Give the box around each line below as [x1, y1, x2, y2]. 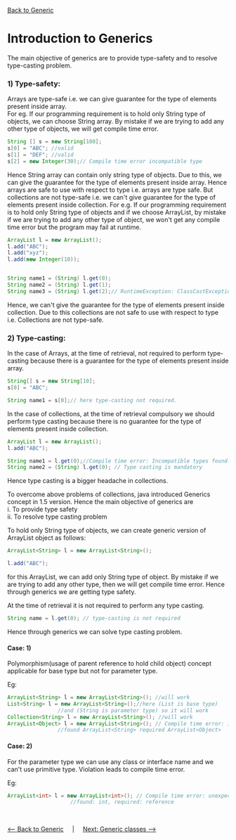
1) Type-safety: [7, 79, 61, 89]
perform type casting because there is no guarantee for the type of [7, 417, 202, 425]
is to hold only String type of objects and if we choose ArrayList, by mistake [7, 207, 226, 217]
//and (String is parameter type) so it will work [57, 706, 209, 714]
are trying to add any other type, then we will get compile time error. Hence [7, 580, 225, 589]
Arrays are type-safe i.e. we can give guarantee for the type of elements [7, 95, 217, 103]
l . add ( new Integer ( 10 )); [7, 256, 80, 263]
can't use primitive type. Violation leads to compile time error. [7, 765, 185, 773]
